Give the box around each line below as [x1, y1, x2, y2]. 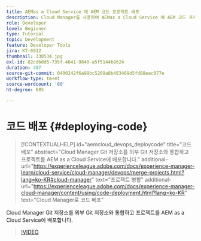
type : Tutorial [6, 31, 44, 37]
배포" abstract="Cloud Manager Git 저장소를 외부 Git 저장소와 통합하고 [20, 148, 190, 155]
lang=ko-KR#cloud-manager [20, 176, 92, 183]
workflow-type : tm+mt [6, 76, 60, 82]
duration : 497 [6, 64, 42, 71]
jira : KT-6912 [6, 48, 42, 54]
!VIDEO [20, 228, 39, 236]
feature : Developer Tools [6, 43, 71, 49]
